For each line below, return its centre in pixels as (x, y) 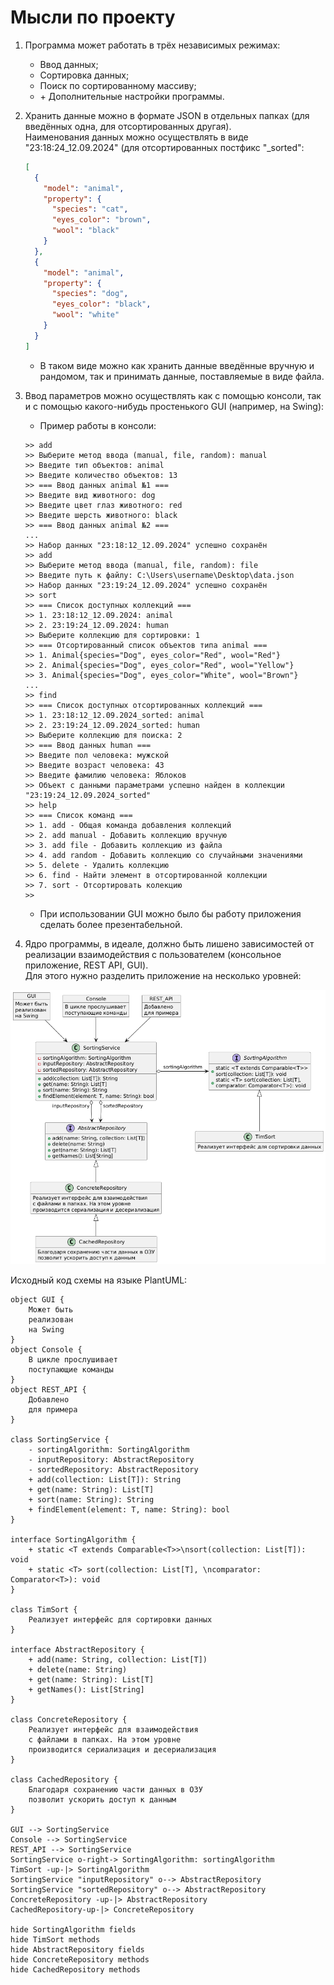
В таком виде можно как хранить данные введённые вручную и (177, 365)
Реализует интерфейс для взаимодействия (113, 1729)
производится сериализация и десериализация (122, 1749)
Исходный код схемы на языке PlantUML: (99, 1280)
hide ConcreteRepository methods (80, 1959)
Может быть (51, 1309)
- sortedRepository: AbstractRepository (113, 1469)
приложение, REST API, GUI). (86, 965)
